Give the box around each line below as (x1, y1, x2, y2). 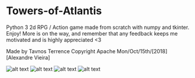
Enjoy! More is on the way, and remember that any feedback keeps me (6, 30, 178, 37)
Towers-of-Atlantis (6, 4, 102, 18)
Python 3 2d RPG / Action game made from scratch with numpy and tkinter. (6, 24, 190, 31)
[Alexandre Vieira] (6, 54, 50, 61)
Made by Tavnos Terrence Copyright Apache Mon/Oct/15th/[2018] (6, 47, 168, 54)
